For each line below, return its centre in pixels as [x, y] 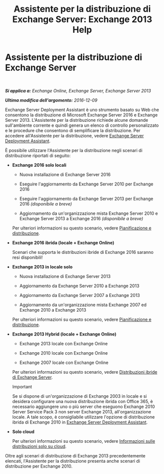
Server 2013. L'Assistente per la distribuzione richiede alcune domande [77, 120]
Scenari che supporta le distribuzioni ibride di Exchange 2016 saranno [83, 252]
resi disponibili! [27, 257]
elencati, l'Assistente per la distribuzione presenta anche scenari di [73, 461]
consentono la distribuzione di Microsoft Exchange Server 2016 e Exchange [82, 115]
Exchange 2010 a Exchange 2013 [53, 310]
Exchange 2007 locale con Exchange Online [64, 362]
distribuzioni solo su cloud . [39, 446]
